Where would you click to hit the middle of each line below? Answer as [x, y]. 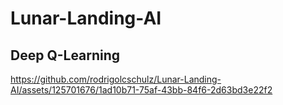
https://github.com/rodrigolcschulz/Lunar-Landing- [116, 79]
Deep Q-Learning [65, 55]
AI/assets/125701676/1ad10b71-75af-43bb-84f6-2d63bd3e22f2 [141, 90]
